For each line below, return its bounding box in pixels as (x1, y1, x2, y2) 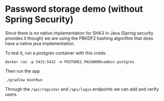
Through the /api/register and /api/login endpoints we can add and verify (5, 86, 159, 92)
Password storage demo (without (5, 3, 143, 15)
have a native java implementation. (5, 40, 75, 46)
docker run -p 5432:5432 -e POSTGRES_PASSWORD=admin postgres (5, 59, 135, 64)
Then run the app (5, 68, 40, 74)
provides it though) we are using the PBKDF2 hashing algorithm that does (5, 35, 153, 41)
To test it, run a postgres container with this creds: (5, 50, 107, 56)
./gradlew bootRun (5, 77, 43, 82)
